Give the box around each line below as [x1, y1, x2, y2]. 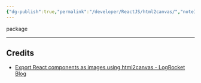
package [6, 25, 28, 32]
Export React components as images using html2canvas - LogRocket [14, 64, 185, 71]
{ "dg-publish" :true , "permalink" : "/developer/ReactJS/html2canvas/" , [6, 8, 181, 15]
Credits [6, 48, 35, 59]
